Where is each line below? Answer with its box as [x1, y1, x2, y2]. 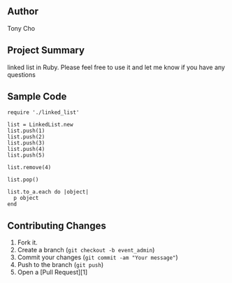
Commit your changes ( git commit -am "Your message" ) [17, 253, 178, 261]
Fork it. [17, 238, 38, 247]
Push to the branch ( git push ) [17, 261, 104, 269]
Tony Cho [7, 24, 36, 32]
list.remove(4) [7, 164, 52, 171]
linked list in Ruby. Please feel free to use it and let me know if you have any [7, 63, 226, 71]
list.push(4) [7, 146, 45, 153]
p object [13, 195, 39, 202]
